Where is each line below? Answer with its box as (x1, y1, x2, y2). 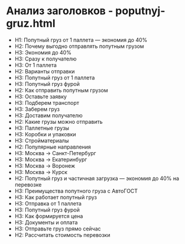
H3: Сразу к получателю (14, 55, 77, 62)
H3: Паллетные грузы (14, 124, 70, 131)
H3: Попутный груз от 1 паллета (14, 74, 95, 81)
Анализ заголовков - (6, 4, 113, 18)
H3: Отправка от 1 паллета (14, 200, 82, 207)
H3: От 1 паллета (14, 61, 57, 69)
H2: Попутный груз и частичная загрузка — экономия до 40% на (14, 175, 179, 182)
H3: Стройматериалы (14, 137, 69, 144)
